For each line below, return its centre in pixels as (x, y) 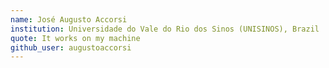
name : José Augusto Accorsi (69, 19)
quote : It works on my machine (75, 38)
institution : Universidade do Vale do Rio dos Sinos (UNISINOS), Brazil (165, 29)
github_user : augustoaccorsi (71, 47)
